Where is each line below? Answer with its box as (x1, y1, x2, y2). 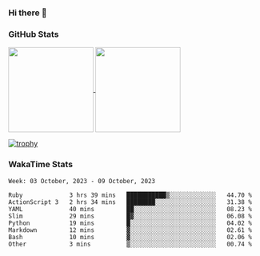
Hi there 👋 (8, 7, 48, 18)
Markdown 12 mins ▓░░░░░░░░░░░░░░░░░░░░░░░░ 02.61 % (8, 226, 252, 234)
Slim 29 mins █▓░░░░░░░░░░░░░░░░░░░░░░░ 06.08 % (8, 212, 252, 220)
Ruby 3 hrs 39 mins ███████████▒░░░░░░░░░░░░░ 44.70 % (8, 191, 252, 199)
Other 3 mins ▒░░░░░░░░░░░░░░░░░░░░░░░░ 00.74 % (8, 240, 252, 248)
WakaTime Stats (8, 159, 74, 170)
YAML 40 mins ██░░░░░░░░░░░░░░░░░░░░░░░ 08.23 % (8, 205, 252, 213)
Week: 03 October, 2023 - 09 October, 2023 (8, 177, 156, 185)
